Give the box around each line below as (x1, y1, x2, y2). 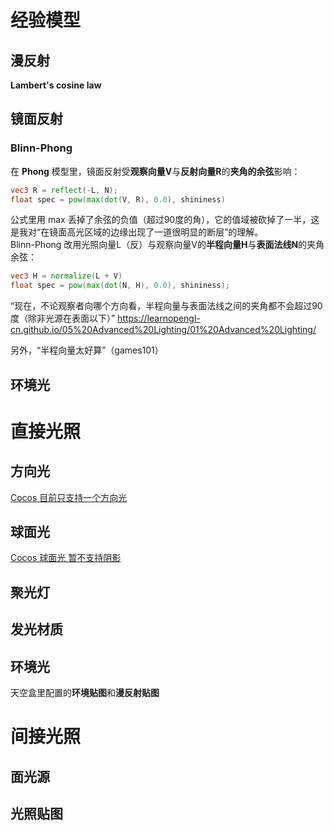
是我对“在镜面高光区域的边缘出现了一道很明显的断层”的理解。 (10, 226, 264, 238)
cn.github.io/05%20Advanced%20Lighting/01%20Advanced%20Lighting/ (10, 324, 317, 336)
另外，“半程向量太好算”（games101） (10, 344, 164, 356)
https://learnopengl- (117, 312, 201, 325)
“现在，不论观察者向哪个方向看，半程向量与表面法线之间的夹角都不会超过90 (10, 300, 323, 312)
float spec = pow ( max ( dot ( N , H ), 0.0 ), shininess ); (10, 281, 230, 291)
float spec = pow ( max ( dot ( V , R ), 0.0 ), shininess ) (10, 194, 226, 205)
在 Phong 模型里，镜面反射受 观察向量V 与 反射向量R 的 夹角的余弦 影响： (10, 165, 301, 177)
